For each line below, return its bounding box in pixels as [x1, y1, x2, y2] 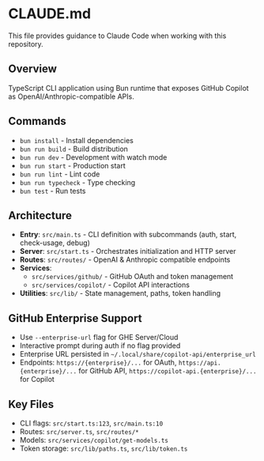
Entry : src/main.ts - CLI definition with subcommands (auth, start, [19, 230, 237, 240]
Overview [8, 62, 58, 76]
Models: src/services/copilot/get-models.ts [19, 436, 168, 444]
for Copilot [19, 375, 55, 384]
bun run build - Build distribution [19, 144, 129, 153]
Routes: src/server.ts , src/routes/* [19, 427, 140, 436]
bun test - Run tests [19, 186, 86, 195]
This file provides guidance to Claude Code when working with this [8, 31, 227, 40]
